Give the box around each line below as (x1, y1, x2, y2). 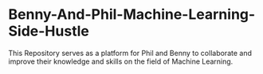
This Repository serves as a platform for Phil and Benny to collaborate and (8, 48, 253, 57)
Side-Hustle (8, 22, 89, 40)
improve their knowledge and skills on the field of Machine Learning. (8, 57, 234, 66)
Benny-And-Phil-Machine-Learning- (8, 6, 256, 24)
